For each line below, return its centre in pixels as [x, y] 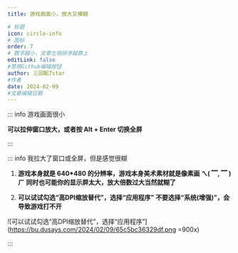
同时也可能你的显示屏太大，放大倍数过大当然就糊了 [101, 182]
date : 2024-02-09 [33, 86]
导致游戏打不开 [40, 207]
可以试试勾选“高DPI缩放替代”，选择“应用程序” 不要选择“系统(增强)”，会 [124, 197]
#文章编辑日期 [25, 93]
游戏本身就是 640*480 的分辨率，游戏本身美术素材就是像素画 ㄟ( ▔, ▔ [123, 174]
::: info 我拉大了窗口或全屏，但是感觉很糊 [67, 158]
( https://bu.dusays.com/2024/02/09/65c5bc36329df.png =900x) [103, 229]
